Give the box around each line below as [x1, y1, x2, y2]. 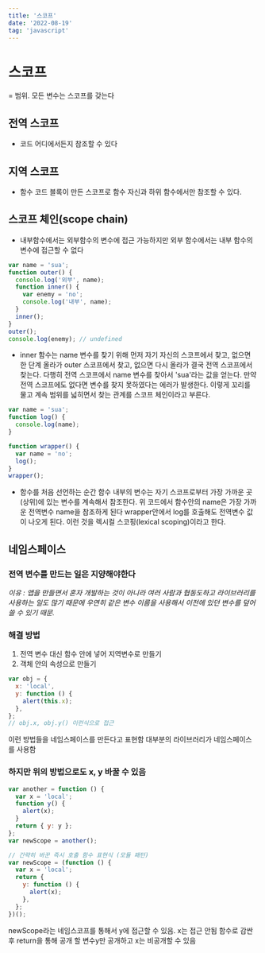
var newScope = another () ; [8, 836, 98, 845]
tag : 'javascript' [8, 26, 69, 34]
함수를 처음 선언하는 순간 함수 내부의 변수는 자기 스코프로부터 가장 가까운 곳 [19, 487, 253, 497]
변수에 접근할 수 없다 [19, 245, 84, 254]
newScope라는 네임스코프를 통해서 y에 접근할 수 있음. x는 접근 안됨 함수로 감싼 [8, 925, 254, 935]
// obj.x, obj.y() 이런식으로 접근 [8, 719, 114, 727]
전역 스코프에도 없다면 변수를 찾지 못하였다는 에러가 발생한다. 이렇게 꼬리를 [19, 380, 252, 389]
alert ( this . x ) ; [22, 697, 73, 705]
